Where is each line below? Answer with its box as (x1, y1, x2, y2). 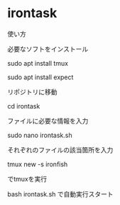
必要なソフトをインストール (7, 44, 89, 53)
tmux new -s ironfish (7, 159, 68, 169)
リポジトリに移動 (7, 87, 58, 96)
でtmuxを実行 (7, 174, 48, 183)
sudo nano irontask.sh (7, 131, 72, 139)
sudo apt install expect (7, 73, 74, 81)
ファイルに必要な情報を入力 (7, 116, 89, 125)
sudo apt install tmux (7, 59, 69, 67)
